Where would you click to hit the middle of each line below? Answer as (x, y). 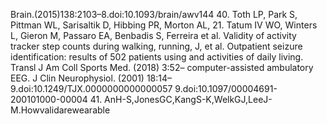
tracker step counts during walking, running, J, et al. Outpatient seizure (156, 46)
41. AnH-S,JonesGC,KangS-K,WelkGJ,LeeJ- (181, 99)
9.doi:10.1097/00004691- (226, 88)
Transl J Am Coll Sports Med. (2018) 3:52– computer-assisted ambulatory (162, 67)
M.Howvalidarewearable (60, 110)
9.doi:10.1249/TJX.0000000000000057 (91, 88)
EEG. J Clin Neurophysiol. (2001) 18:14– (91, 78)
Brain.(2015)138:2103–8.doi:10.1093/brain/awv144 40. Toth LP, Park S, (154, 14)
